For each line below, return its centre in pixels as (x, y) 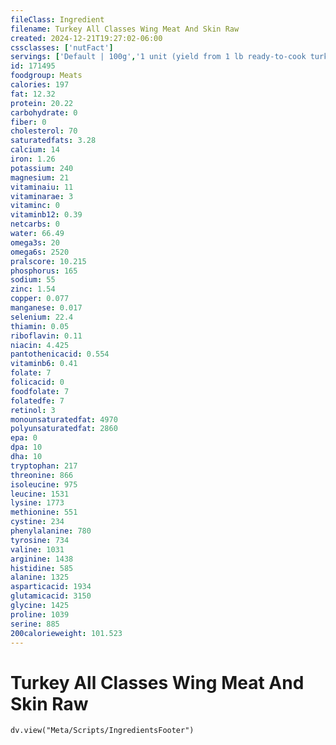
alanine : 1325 (40, 577)
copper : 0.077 (40, 299)
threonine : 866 (42, 475)
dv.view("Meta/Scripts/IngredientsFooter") (102, 731)
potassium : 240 (42, 168)
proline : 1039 (40, 614)
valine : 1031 (37, 549)
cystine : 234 (37, 522)
